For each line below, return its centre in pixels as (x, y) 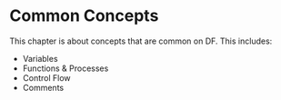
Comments (43, 87)
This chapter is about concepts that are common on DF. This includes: (141, 41)
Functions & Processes (65, 68)
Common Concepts (84, 16)
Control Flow (46, 77)
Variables (40, 58)
